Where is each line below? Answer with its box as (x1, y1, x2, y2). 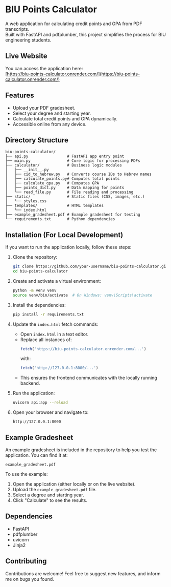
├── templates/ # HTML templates (5, 203, 104, 208)
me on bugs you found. (5, 576, 55, 582)
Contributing (5, 557, 47, 565)
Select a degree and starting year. (12, 492, 84, 498)
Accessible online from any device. (12, 121, 87, 127)
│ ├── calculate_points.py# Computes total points (5, 176, 120, 181)
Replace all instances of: (20, 337, 72, 343)
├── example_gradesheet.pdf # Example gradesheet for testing (5, 212, 140, 217)
